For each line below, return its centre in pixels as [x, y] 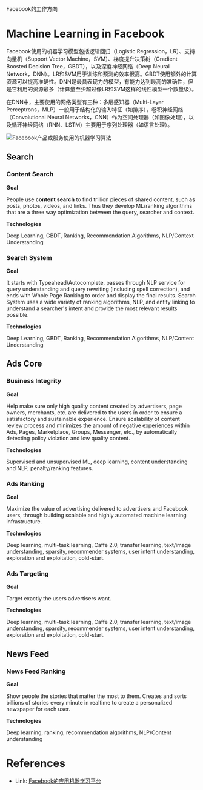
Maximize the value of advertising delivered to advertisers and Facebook [97, 508]
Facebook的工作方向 [32, 9]
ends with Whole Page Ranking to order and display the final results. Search [101, 295]
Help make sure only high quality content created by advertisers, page [94, 406]
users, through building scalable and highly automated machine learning [96, 515]
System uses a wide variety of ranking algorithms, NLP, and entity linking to [101, 302]
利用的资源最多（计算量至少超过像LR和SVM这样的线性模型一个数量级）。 [107, 89]
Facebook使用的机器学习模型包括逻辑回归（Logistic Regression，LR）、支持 [101, 51]
